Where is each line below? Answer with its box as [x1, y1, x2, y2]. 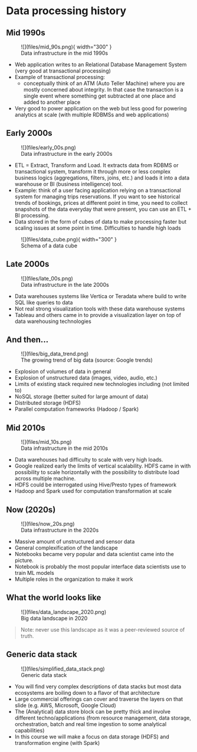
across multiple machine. [14, 475, 76, 482]
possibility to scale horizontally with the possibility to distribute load [14, 469, 180, 476]
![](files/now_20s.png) [21, 521, 75, 528]
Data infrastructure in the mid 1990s [21, 50, 108, 57]
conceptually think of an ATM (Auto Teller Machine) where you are [23, 80, 185, 87]
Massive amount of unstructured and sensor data [14, 538, 135, 545]
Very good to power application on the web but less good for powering [14, 105, 187, 112]
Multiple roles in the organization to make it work [14, 576, 133, 583]
